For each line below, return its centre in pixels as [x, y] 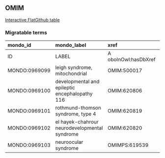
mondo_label [71, 45]
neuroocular [69, 142]
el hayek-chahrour [77, 122]
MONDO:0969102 [29, 128]
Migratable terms [26, 32]
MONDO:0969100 [29, 91]
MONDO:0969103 [29, 145]
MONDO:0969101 [29, 111]
